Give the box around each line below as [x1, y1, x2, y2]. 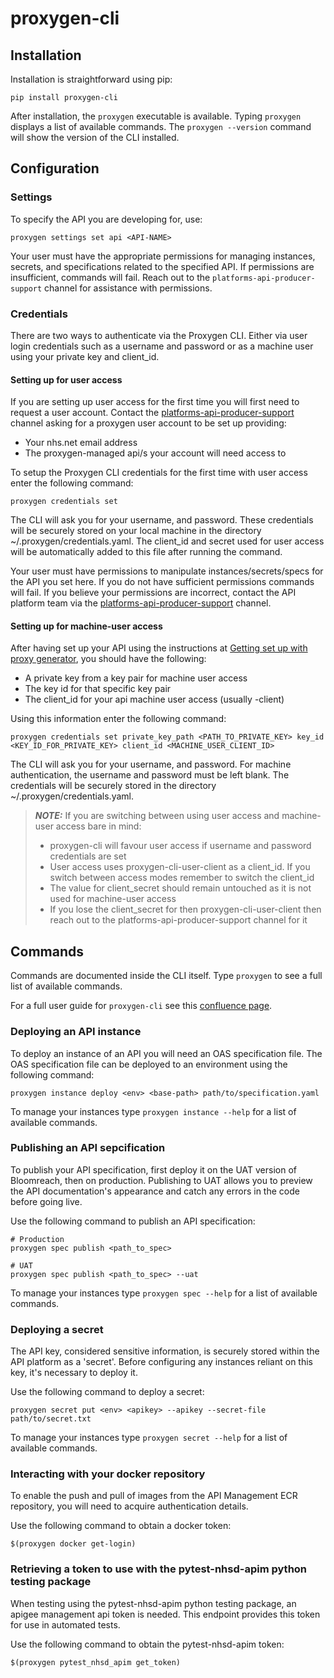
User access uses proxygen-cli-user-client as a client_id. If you [49, 861, 311, 873]
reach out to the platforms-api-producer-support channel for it [49, 914, 308, 926]
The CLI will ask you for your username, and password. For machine [10, 758, 292, 771]
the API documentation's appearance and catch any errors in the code [10, 1185, 300, 1197]
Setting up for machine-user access [10, 620, 163, 632]
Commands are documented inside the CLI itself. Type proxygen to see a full [10, 970, 323, 982]
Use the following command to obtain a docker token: [10, 1520, 232, 1532]
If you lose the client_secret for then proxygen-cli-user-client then [49, 903, 322, 916]
